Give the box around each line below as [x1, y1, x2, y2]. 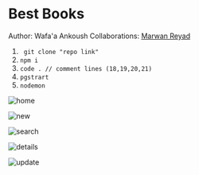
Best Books [8, 5, 85, 23]
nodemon [19, 81, 45, 90]
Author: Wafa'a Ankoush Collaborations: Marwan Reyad [8, 31, 191, 41]
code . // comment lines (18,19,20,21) [19, 64, 153, 72]
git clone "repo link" [23, 48, 99, 56]
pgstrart [19, 73, 49, 81]
